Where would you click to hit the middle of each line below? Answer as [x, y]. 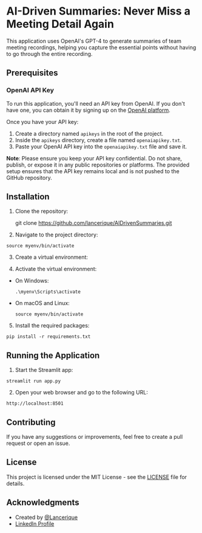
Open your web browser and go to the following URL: [82, 393]
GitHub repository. [29, 177]
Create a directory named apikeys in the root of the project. [89, 133]
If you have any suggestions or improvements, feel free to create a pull [95, 437]
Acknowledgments [43, 503]
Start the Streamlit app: [44, 370]
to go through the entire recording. [49, 53]
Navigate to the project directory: [56, 235]
